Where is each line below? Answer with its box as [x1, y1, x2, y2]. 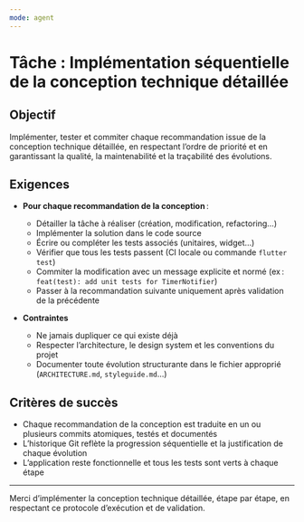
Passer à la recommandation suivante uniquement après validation [35, 286, 284, 297]
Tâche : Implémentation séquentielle [9, 52, 290, 72]
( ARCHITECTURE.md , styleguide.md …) [35, 368, 167, 380]
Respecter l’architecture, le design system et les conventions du [35, 340, 275, 351]
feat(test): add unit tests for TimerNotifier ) [35, 276, 218, 287]
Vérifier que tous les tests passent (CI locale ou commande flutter [35, 247, 288, 258]
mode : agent [9, 13, 54, 23]
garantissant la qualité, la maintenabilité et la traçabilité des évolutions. [9, 150, 273, 161]
